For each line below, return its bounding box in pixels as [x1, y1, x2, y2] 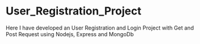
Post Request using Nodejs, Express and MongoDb [5, 30, 134, 37]
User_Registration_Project [5, 4, 141, 18]
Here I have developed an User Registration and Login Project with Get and [5, 24, 195, 31]
